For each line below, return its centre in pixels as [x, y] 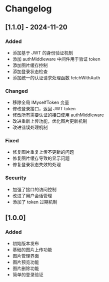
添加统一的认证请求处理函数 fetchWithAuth [56, 77]
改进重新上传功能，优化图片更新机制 [50, 121]
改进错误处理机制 [30, 127]
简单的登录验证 [28, 275]
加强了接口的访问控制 [34, 189]
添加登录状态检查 [30, 71]
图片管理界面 [25, 256]
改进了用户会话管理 [32, 196]
